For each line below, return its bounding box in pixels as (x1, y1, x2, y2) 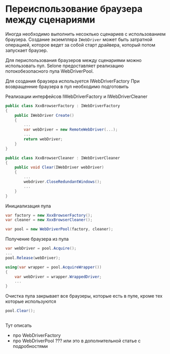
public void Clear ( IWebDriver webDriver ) (14, 165, 104, 170)
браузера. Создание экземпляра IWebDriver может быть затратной (5, 36, 153, 43)
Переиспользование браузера (5, 3, 143, 15)
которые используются (5, 298, 56, 305)
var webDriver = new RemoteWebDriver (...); (24, 127, 118, 132)
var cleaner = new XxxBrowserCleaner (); (5, 217, 93, 223)
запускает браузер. (5, 47, 48, 53)
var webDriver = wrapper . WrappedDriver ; (14, 274, 102, 279)
